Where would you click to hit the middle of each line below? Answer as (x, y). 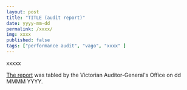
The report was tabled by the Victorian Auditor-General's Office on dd (93, 75)
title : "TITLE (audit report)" (46, 18)
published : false (28, 40)
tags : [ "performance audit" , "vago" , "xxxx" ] (66, 46)
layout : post (23, 12)
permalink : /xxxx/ (29, 29)
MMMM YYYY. (25, 81)
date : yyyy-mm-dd (28, 23)
